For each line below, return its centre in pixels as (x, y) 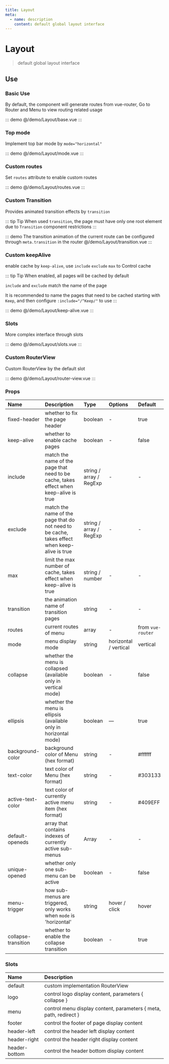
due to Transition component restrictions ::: (51, 227)
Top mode (18, 132)
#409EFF (149, 802)
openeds (18, 842)
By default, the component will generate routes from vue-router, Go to (78, 104)
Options (118, 404)
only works (58, 909)
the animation (61, 599)
